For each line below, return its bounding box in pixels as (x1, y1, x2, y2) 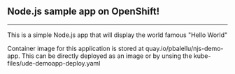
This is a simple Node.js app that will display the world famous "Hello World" (7, 31, 228, 39)
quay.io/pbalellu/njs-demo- (145, 44, 224, 52)
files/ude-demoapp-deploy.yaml (7, 59, 101, 67)
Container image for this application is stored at (7, 44, 145, 52)
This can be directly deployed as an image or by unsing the (21, 52, 192, 60)
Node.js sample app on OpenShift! (7, 6, 159, 17)
